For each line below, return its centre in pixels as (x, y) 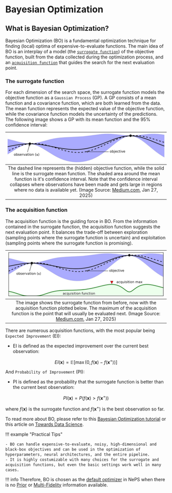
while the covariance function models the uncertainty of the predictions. (81, 114)
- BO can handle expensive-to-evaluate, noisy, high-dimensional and (81, 444)
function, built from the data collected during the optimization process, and (84, 57)
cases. (12, 470)
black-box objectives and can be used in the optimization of (73, 449)
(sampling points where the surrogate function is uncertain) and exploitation (85, 237)
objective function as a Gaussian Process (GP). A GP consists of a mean (81, 98)
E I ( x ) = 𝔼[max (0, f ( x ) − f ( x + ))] (86, 361)
